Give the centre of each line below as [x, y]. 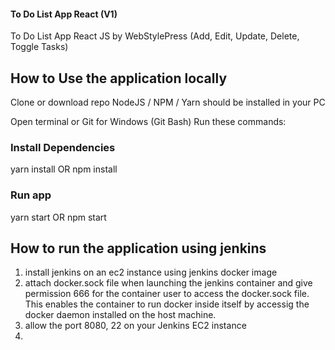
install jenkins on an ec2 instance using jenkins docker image [151, 272]
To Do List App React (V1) [64, 14]
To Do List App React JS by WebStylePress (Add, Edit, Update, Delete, [155, 36]
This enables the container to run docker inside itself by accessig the [167, 304]
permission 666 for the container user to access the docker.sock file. [167, 294]
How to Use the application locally [119, 78]
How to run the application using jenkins [138, 248]
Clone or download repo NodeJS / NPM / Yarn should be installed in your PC [168, 102]
